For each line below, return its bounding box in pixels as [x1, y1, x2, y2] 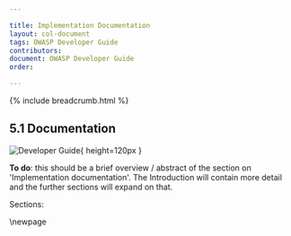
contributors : [9, 46, 63, 55]
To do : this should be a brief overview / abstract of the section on [9, 162, 251, 173]
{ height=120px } [80, 144, 142, 155]
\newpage [9, 216, 48, 227]
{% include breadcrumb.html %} [9, 95, 129, 106]
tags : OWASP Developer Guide [9, 38, 119, 47]
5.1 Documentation [9, 121, 117, 136]
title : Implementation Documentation [9, 21, 151, 30]
